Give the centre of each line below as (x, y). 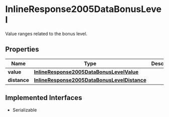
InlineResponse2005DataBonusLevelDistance (90, 80)
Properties (22, 49)
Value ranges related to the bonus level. (46, 33)
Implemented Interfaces (44, 98)
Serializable (25, 110)
